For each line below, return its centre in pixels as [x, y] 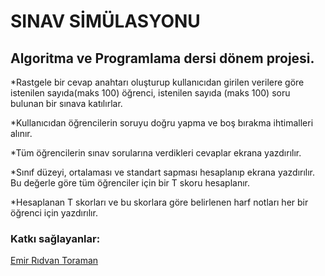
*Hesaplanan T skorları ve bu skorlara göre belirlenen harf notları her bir [159, 202]
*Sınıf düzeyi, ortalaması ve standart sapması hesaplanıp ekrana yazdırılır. [163, 172]
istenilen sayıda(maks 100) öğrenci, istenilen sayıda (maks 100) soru [150, 93]
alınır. [21, 133]
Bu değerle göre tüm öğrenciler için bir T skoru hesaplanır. [130, 183]
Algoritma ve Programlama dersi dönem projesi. [162, 58]
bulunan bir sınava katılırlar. [66, 103]
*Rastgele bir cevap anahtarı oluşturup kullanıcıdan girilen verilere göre [157, 82]
